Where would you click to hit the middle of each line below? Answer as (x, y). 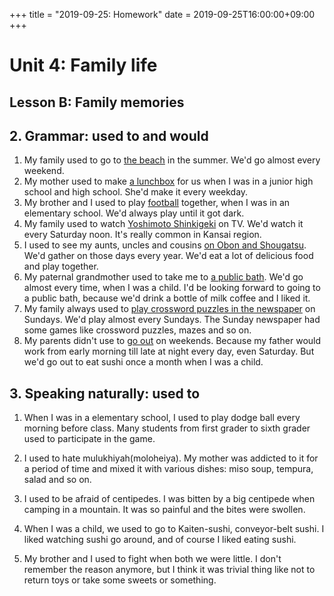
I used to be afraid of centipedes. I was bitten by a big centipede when (169, 499)
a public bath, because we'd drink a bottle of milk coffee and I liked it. (167, 298)
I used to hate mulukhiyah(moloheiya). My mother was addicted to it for (171, 458)
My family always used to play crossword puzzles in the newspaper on (169, 309)
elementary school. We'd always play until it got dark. (134, 213)
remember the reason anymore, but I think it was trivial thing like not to (169, 570)
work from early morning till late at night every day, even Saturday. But (169, 351)
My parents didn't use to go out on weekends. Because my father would (172, 341)
